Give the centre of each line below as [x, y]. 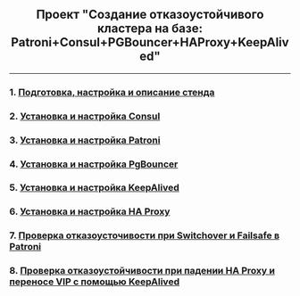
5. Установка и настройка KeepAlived [95, 188]
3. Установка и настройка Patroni [85, 140]
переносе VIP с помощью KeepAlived [95, 282]
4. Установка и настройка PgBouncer [94, 164]
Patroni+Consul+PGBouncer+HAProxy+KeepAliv [150, 42]
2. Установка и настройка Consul [85, 116]
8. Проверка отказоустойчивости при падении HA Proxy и [142, 271]
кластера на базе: [150, 29]
